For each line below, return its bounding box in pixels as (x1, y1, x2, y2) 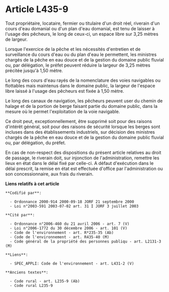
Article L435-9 (5, 4, 69, 15)
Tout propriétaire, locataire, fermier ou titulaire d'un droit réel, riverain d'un (5, 20, 160, 26)
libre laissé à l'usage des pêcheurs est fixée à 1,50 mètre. (5, 88, 125, 94)
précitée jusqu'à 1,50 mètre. (5, 67, 63, 74)
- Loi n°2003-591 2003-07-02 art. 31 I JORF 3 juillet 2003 (10, 203, 139, 209)
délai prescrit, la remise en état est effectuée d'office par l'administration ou (5, 165, 163, 171)
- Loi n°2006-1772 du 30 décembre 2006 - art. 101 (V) (10, 225, 128, 230)
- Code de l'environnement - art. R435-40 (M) (10, 235, 109, 240)
